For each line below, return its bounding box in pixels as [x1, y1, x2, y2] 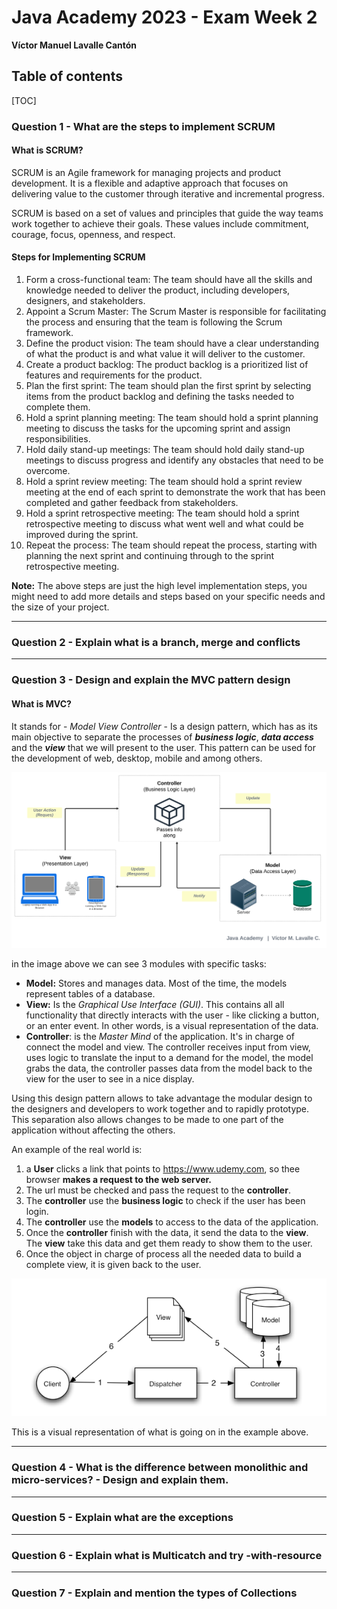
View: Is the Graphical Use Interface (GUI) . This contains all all [25, 998, 285, 1010]
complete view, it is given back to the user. [25, 1258, 202, 1270]
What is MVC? [11, 697, 72, 710]
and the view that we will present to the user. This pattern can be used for [11, 741, 317, 753]
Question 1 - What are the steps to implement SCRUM [11, 119, 276, 133]
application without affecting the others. [11, 1124, 176, 1136]
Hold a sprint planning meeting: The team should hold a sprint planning [25, 412, 319, 424]
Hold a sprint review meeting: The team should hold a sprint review [25, 476, 303, 488]
